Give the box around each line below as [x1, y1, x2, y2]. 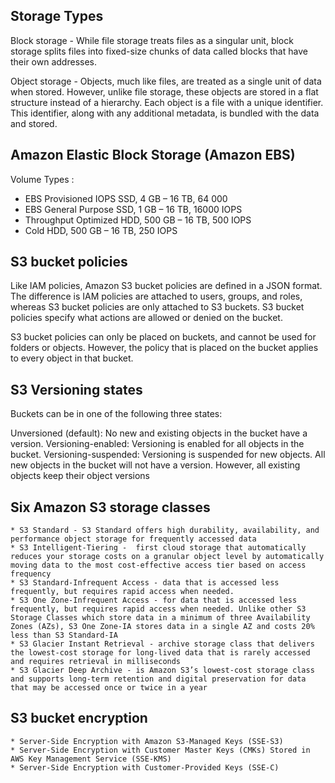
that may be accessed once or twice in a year [10, 683, 208, 693]
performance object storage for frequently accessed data [10, 534, 257, 544]
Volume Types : [10, 173, 75, 185]
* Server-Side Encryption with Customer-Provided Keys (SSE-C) [10, 762, 280, 773]
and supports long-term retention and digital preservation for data [10, 674, 307, 684]
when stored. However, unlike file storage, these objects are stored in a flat [10, 85, 319, 98]
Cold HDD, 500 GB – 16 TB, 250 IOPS [24, 224, 178, 236]
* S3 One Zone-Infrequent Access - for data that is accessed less [10, 595, 298, 606]
